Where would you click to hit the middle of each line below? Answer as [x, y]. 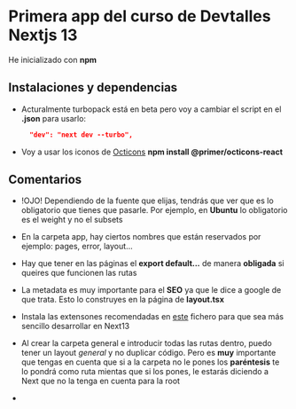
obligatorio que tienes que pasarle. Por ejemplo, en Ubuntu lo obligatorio [154, 210]
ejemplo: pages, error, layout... [77, 247]
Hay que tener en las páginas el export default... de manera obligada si [152, 263]
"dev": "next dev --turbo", [82, 135]
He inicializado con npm [53, 59]
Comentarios [45, 180]
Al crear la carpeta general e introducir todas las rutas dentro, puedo [146, 343]
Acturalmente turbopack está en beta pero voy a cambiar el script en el [151, 109]
